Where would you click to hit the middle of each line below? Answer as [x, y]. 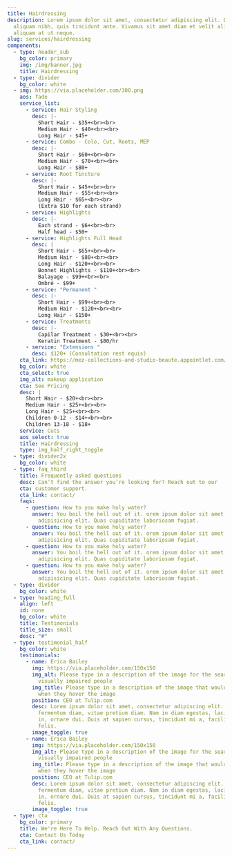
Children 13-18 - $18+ [58, 424]
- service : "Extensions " [62, 347]
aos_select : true [45, 437]
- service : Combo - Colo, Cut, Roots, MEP [87, 142]
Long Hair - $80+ [63, 167]
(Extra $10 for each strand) [80, 206]
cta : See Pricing [45, 386]
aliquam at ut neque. [45, 33]
